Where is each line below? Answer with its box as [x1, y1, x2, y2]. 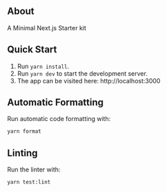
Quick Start [7, 44, 57, 56]
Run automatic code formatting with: [7, 115, 111, 123]
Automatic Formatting [7, 96, 104, 109]
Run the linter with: [7, 165, 61, 174]
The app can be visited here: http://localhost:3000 [17, 76, 161, 85]
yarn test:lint [7, 179, 51, 186]
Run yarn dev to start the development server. [17, 69, 148, 78]
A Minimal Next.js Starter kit [7, 23, 86, 32]
